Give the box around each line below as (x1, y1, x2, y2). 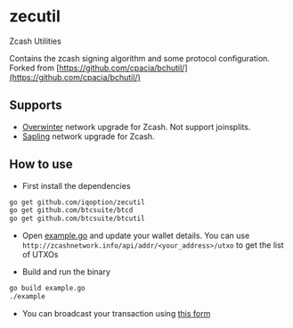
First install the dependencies (21, 180, 131, 191)
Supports (9, 98, 62, 113)
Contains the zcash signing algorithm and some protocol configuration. (9, 53, 270, 63)
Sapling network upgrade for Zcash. (21, 131, 155, 142)
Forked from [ (9, 62, 60, 73)
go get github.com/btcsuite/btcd (9, 206, 134, 215)
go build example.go (9, 283, 86, 293)
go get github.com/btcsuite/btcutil (9, 214, 145, 224)
